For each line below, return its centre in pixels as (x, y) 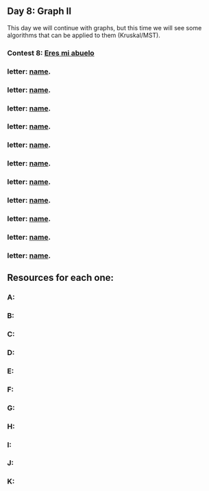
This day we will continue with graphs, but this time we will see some (104, 27)
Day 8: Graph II (39, 11)
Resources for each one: (61, 278)
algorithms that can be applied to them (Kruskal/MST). (84, 35)
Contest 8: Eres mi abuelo (51, 53)
